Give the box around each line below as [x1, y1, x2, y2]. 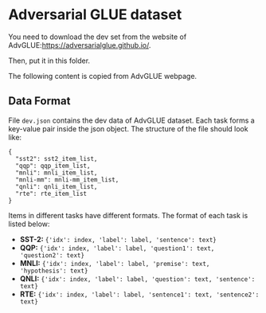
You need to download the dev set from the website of [8, 32, 187, 41]
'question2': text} [19, 251, 85, 260]
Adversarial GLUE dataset [8, 6, 182, 24]
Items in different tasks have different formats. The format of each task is [8, 210, 248, 220]
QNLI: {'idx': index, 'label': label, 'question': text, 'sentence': [19, 273, 256, 284]
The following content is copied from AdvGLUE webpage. [8, 71, 198, 80]
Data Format [8, 94, 71, 108]
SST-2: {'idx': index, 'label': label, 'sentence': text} [19, 234, 217, 244]
